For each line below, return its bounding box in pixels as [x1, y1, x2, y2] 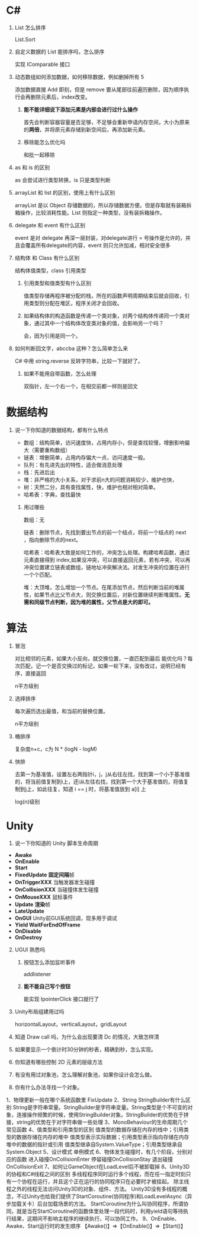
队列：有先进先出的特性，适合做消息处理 [23, 461, 123, 468]
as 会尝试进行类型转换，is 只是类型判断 [14, 176, 111, 183]
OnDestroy [14, 934, 43, 941]
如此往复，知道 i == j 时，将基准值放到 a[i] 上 [37, 785, 146, 792]
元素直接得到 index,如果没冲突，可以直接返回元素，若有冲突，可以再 [23, 556, 191, 563]
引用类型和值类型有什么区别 [23, 280, 92, 287]
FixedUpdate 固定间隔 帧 [14, 871, 75, 878]
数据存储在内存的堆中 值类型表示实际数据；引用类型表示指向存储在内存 [16, 1133, 190, 1140]
